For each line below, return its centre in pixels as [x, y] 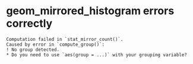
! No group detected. [33, 49]
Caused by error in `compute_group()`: [56, 44]
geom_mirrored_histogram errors [90, 11]
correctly [29, 23]
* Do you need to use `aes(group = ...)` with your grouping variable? [96, 55]
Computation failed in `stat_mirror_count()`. [65, 39]
